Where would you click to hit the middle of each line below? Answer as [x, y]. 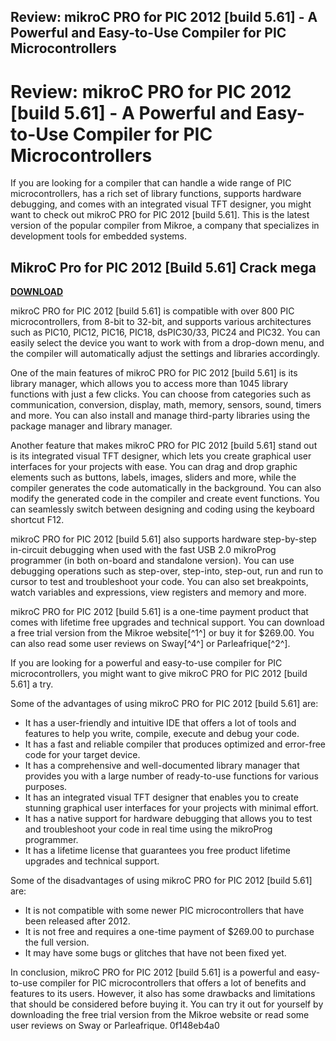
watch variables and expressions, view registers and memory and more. [158, 592]
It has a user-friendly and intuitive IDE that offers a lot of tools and [160, 723]
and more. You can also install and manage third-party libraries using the [160, 416]
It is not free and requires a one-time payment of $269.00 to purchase [169, 932]
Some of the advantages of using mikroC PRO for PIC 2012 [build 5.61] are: [164, 704]
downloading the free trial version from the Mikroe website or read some [160, 1015]
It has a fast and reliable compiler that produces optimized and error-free [175, 744]
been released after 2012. [77, 921]
